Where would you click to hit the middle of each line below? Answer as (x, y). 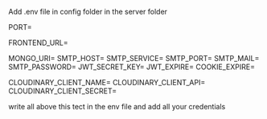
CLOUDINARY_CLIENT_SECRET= (63, 91)
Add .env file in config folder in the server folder (88, 12)
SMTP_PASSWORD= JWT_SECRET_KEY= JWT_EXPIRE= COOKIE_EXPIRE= (132, 67)
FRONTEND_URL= (38, 43)
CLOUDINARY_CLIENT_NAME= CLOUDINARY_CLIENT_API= (107, 82)
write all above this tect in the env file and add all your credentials (117, 107)
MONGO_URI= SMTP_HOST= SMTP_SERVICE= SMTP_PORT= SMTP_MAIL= (134, 58)
